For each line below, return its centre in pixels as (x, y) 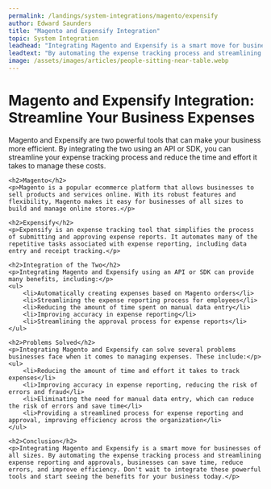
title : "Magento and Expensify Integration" (84, 31)
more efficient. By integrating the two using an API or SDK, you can (120, 148)
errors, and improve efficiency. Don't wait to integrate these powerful (135, 469)
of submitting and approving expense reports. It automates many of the (133, 237)
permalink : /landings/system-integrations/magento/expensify (113, 16)
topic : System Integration (54, 38)
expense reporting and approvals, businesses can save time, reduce (126, 462)
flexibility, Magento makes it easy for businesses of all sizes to (126, 201)
